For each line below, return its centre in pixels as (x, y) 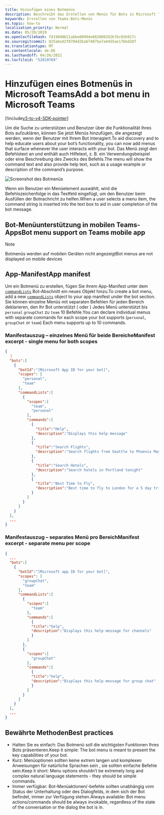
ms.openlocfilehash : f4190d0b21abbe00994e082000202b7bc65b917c (71, 37)
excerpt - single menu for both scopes (51, 341)
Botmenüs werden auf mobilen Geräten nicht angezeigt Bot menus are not (79, 254)
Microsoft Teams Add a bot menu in (78, 94)
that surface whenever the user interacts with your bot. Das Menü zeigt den (81, 149)
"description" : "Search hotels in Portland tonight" (89, 470)
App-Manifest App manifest (48, 274)
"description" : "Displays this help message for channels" (91, 631)
